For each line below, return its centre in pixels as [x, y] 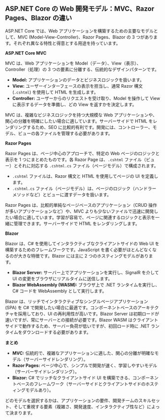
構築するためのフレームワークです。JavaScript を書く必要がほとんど [74, 250]
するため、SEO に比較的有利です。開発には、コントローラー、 [89, 127]
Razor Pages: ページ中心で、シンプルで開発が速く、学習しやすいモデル [85, 365]
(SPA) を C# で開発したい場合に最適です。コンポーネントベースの [71, 307]
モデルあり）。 [39, 390]
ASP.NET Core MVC [26, 53]
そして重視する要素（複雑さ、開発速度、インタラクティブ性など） [80, 406]
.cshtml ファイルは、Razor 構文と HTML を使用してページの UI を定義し [85, 176]
